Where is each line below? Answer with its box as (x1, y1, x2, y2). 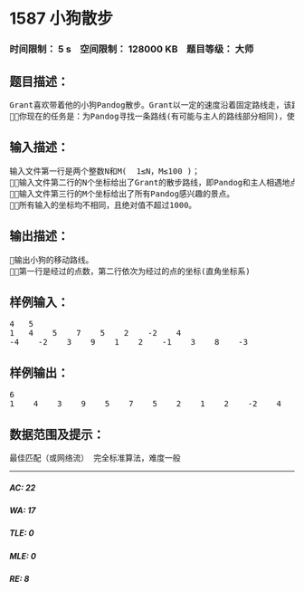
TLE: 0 (9, 528, 34, 539)
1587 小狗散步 (9, 8, 113, 29)
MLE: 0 (9, 550, 36, 561)
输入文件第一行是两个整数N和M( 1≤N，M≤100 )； (9, 166, 201, 176)
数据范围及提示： (9, 426, 105, 442)
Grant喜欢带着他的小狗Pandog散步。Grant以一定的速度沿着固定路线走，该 (9, 100, 292, 110)
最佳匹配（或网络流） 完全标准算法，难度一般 (9, 453, 181, 462)
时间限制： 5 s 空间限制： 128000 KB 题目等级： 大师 (9, 43, 254, 55)
